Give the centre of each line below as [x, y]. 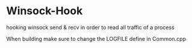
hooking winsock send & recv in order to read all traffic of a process [90, 27]
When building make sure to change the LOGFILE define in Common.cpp [96, 39]
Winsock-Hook [45, 11]
